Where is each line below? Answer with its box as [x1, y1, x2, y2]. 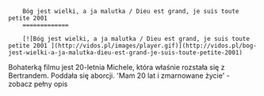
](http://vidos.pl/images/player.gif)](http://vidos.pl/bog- [50, 42, 258, 50]
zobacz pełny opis [8, 79, 68, 88]
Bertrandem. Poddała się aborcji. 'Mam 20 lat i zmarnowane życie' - [8, 71, 230, 80]
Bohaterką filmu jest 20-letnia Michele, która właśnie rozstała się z [8, 63, 225, 72]
